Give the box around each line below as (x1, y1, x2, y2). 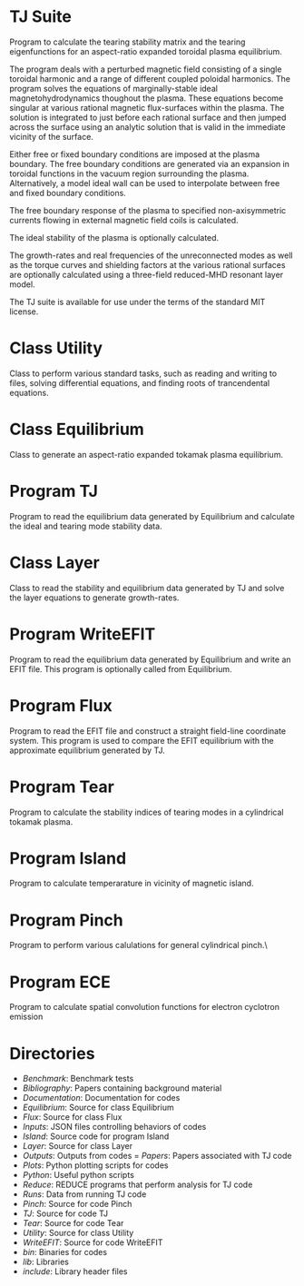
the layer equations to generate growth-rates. (9, 592, 180, 603)
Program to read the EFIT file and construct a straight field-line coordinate (9, 725, 287, 737)
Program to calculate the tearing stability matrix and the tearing (9, 36, 246, 47)
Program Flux (9, 695, 113, 716)
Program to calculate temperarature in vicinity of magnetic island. (9, 878, 254, 889)
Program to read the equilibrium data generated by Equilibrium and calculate (9, 510, 295, 521)
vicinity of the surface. (9, 131, 93, 142)
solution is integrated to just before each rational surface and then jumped (9, 112, 287, 123)
